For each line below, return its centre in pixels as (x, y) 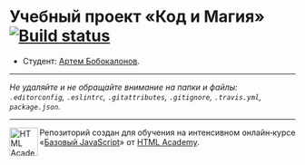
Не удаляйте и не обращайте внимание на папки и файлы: (123, 87)
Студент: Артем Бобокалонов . (81, 61)
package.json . (35, 106)
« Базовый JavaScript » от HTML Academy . (119, 141)
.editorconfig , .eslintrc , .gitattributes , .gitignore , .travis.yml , (135, 96)
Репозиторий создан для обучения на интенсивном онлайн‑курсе (167, 132)
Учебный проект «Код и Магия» (137, 17)
